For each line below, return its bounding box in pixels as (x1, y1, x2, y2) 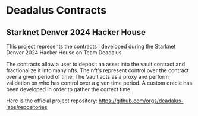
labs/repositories (6, 104, 48, 110)
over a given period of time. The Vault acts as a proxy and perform (6, 73, 169, 80)
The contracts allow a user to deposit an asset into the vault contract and (6, 60, 186, 67)
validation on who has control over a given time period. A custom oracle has (6, 79, 193, 86)
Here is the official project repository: (6, 97, 98, 104)
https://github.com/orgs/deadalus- (98, 97, 184, 104)
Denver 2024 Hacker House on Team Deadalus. (6, 49, 124, 56)
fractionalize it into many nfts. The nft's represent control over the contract (6, 67, 189, 74)
